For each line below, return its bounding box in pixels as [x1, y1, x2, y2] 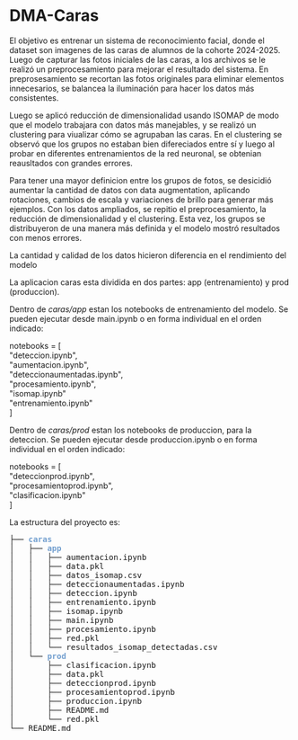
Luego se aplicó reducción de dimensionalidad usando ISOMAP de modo [9, 110, 280, 120]
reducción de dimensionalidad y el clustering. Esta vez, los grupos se [9, 213, 266, 224]
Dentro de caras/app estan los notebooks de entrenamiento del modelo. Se [9, 303, 289, 315]
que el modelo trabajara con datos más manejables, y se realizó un [9, 119, 257, 130]
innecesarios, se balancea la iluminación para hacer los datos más [9, 83, 255, 94]
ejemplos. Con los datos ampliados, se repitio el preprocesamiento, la [9, 203, 267, 214]
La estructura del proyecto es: [9, 516, 121, 527]
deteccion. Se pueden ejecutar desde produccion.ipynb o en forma [9, 433, 258, 445]
